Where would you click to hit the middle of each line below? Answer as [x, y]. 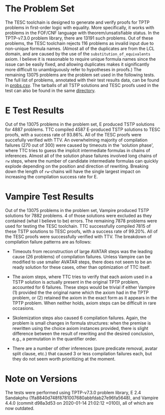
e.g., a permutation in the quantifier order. [55, 338]
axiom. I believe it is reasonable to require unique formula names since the [81, 59]
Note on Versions [41, 379]
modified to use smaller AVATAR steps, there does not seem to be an [82, 262]
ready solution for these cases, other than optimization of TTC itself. [82, 267]
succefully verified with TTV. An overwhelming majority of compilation [76, 140]
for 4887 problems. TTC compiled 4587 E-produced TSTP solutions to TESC [83, 129]
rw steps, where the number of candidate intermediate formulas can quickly [82, 161]
